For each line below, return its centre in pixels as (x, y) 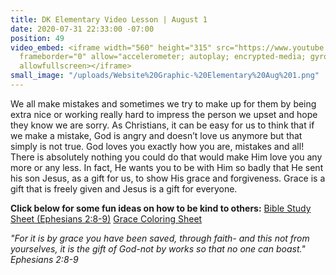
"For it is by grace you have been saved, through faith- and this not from (160, 238)
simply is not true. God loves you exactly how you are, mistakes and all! (157, 146)
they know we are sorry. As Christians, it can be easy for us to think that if (162, 125)
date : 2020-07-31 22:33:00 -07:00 (82, 29)
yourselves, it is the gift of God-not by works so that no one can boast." (158, 248)
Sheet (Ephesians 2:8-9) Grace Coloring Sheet (106, 218)
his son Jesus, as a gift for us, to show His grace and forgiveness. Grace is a (168, 178)
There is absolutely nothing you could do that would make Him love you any (166, 157)
